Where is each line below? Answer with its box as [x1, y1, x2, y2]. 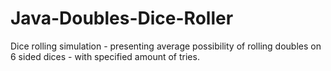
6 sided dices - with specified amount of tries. [10, 50, 200, 62]
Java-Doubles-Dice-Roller [10, 7, 234, 30]
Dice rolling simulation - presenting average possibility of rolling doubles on [10, 40, 322, 52]
